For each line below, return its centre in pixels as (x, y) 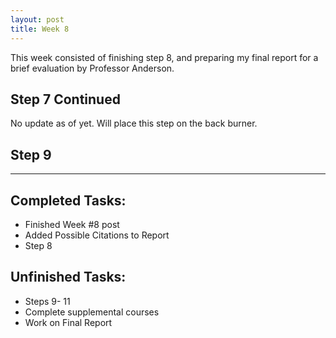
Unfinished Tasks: (68, 277)
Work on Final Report (68, 322)
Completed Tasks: (68, 200)
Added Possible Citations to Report (97, 235)
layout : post (37, 19)
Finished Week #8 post (72, 224)
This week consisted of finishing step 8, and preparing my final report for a (164, 57)
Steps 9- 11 (47, 301)
